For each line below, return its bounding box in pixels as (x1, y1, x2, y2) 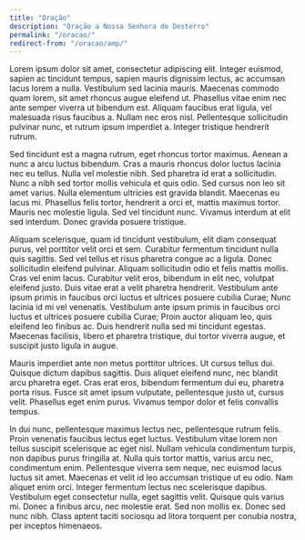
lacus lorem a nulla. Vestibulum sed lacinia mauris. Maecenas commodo (9, 83, 280, 94)
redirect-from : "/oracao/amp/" (9, 38, 128, 48)
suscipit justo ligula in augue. (9, 340, 118, 351)
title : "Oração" (9, 13, 71, 23)
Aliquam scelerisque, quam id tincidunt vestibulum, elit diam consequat (9, 234, 277, 245)
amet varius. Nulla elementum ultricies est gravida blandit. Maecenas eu (9, 187, 280, 198)
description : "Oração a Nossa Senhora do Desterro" (9, 22, 209, 31)
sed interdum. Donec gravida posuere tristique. (9, 216, 187, 227)
